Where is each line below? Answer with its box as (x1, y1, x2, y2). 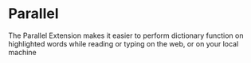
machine (8, 47, 37, 57)
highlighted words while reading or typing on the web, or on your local (8, 39, 239, 48)
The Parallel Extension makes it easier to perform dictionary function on (8, 31, 244, 40)
